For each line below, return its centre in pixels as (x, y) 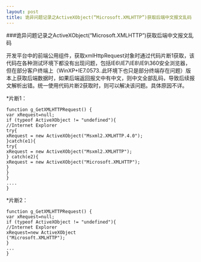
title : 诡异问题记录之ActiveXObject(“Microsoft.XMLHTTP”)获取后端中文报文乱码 (99, 17)
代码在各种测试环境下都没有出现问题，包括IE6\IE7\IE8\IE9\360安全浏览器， (98, 63)
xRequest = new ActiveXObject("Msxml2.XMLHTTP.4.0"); (75, 135)
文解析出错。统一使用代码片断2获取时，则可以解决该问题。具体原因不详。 (97, 85)
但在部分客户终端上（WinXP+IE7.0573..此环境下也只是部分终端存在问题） (96, 70)
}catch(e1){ (21, 141)
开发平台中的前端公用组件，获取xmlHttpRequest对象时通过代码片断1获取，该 (100, 55)
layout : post (22, 12)
